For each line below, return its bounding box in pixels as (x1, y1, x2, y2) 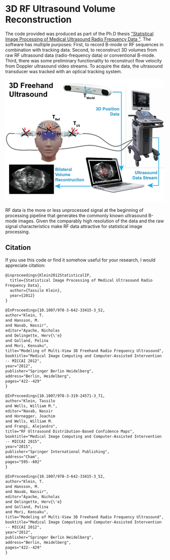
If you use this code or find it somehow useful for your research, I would (5, 257, 156, 263)
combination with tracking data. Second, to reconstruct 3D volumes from (5, 47, 157, 53)
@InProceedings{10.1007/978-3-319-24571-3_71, (5, 393, 105, 399)
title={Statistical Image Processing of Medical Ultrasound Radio (10, 278, 153, 283)
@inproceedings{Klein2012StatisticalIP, (5, 273, 92, 278)
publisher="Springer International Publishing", (5, 449, 110, 454)
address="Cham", (5, 454, 39, 459)
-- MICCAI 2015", (5, 439, 42, 444)
